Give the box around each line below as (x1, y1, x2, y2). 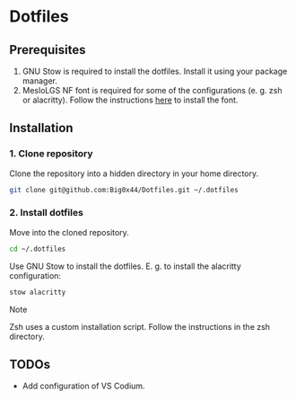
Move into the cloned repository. (9, 227, 130, 237)
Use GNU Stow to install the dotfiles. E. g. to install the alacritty (9, 261, 242, 271)
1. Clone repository (9, 147, 93, 160)
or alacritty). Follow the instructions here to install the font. (22, 94, 239, 105)
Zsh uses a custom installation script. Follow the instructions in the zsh (9, 321, 271, 332)
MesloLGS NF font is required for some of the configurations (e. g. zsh (22, 85, 283, 95)
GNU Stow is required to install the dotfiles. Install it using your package (22, 66, 288, 76)
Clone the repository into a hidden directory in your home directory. (9, 168, 259, 179)
